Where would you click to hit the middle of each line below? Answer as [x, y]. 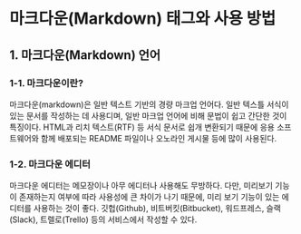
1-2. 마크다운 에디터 [50, 164]
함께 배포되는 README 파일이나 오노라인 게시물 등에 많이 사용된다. [159, 138]
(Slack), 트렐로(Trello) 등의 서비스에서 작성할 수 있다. [103, 219]
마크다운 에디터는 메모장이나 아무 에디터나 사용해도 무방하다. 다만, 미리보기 [141, 186]
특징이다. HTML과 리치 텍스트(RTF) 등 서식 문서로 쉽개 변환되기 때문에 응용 [142, 127]
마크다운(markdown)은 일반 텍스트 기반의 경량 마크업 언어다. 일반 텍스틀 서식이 [149, 104]
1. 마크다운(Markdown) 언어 [85, 55]
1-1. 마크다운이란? [47, 83]
